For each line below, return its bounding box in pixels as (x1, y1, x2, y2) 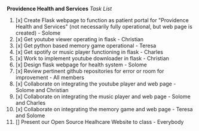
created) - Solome (15, 29, 61, 36)
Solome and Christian (15, 87, 69, 93)
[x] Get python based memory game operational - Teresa (15, 42, 157, 49)
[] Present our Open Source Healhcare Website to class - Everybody (15, 118, 184, 125)
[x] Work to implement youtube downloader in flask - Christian (15, 55, 170, 62)
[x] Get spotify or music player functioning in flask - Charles (15, 48, 164, 56)
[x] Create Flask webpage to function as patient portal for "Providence (15, 17, 189, 23)
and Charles (15, 99, 46, 106)
